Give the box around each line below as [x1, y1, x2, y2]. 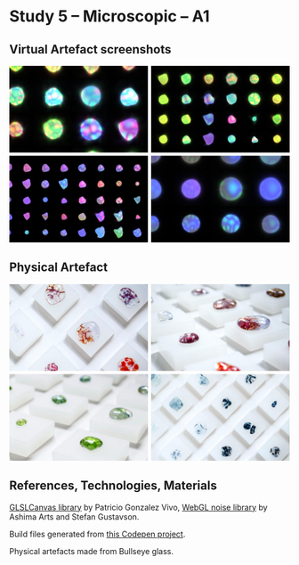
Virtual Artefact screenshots [9, 42, 172, 57]
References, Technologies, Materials [9, 479, 218, 494]
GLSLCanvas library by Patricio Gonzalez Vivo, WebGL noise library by [9, 502, 269, 512]
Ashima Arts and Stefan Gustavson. [9, 511, 140, 522]
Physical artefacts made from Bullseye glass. [9, 545, 174, 556]
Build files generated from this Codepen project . [9, 528, 186, 539]
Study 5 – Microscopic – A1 [9, 6, 211, 27]
